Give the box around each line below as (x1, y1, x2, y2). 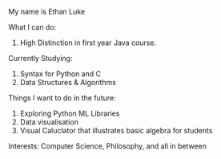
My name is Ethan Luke (8, 7, 86, 16)
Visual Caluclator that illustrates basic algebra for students (19, 126, 213, 135)
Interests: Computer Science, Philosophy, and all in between (8, 141, 207, 151)
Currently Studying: (8, 54, 73, 63)
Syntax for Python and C (19, 69, 102, 79)
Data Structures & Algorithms (19, 78, 116, 87)
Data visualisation (19, 117, 78, 127)
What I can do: (8, 22, 57, 31)
